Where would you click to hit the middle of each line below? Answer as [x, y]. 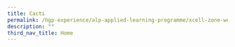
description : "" [31, 26]
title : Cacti [26, 13]
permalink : [23, 20]
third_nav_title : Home [40, 33]
